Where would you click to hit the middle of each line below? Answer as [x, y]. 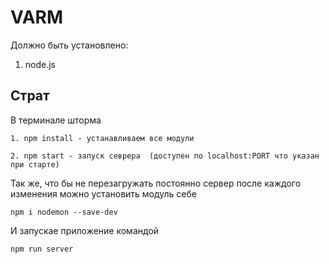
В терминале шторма [56, 120]
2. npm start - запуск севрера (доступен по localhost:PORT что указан [165, 156]
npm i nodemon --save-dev [64, 212]
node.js [40, 64]
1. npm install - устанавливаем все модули [102, 138]
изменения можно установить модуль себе [103, 193]
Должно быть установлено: [69, 45]
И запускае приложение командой [85, 230]
